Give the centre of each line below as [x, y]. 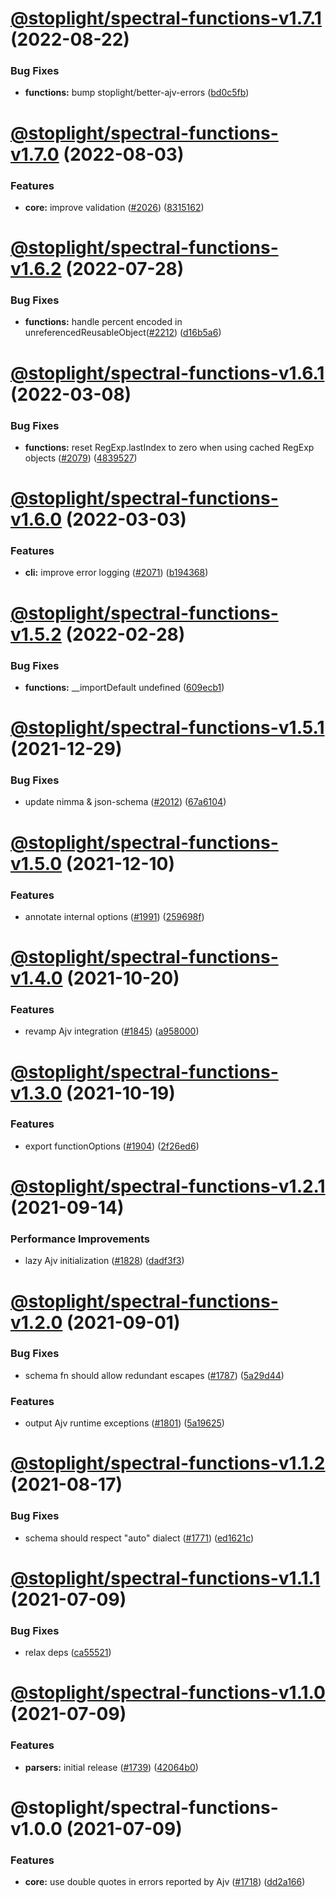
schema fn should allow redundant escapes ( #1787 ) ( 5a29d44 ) [154, 1375]
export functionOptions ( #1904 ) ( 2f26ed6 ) [112, 1146]
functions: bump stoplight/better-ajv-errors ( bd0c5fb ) [137, 93]
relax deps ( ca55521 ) [68, 1653]
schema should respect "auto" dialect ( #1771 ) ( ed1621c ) [139, 1538]
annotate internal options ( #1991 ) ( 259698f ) [114, 916]
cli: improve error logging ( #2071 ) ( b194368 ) [116, 573]
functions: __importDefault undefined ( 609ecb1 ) [124, 687]
